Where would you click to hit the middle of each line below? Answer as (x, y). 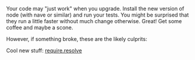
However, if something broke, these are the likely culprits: (77, 39)
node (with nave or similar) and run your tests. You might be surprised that (97, 15)
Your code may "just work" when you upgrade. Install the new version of (95, 9)
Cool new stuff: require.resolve (44, 50)
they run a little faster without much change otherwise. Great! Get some (94, 21)
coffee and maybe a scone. (40, 27)
